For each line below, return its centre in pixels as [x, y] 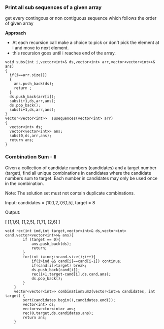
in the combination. [25, 183]
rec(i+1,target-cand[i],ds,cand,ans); [71, 274]
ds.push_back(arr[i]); [33, 97]
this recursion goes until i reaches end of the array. [64, 53]
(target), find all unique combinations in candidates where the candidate [78, 173]
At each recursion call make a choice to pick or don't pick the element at [86, 43]
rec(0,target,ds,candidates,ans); [58, 313]
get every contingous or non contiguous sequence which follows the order [81, 18]
